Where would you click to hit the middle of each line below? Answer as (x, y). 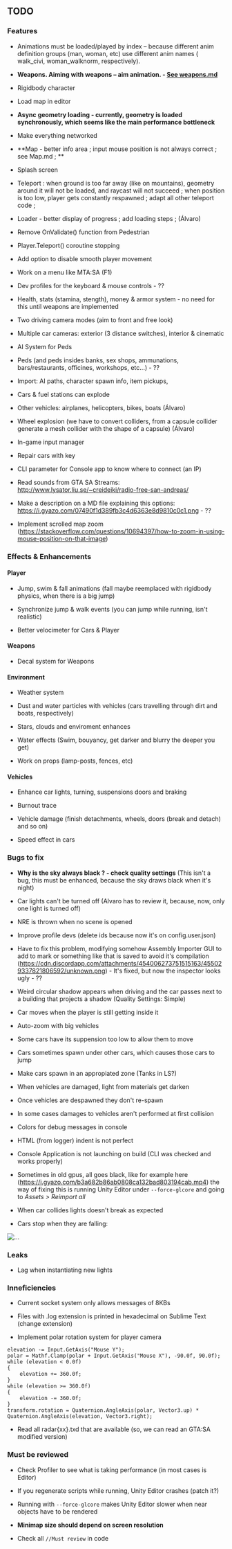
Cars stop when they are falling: (62, 1223)
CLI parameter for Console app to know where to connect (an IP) (109, 469)
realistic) (30, 617)
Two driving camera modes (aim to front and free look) (95, 320)
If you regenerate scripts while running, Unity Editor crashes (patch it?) (118, 1490)
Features (22, 31)
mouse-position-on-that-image (61, 538)
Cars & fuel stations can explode (64, 394)
